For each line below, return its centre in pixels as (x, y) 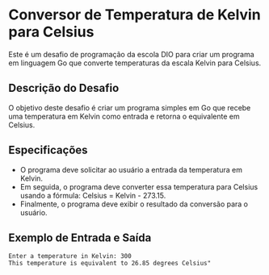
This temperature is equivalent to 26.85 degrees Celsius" (110, 264)
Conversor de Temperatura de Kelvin (134, 15)
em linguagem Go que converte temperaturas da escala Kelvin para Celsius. (135, 63)
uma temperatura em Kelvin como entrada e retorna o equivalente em (124, 116)
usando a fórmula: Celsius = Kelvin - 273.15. (93, 195)
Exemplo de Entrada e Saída (80, 237)
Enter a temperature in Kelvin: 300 (70, 256)
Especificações (48, 150)
